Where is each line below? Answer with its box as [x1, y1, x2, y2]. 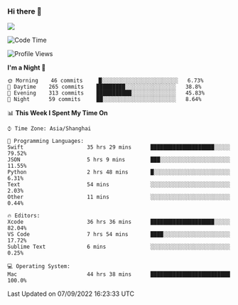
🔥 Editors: [7, 213, 40, 220]
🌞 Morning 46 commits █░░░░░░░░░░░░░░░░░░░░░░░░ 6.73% [7, 77, 204, 85]
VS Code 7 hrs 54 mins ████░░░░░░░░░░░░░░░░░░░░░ [7, 231, 231, 238]
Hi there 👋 [7, 6, 43, 16]
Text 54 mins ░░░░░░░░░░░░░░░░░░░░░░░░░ [7, 181, 231, 188]
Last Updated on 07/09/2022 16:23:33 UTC [7, 289, 135, 298]
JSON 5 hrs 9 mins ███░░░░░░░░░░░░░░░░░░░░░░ [7, 156, 231, 164]
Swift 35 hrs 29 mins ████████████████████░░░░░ [7, 144, 231, 151]
